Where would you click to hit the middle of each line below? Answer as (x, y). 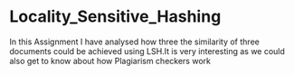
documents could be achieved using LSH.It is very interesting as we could (147, 51)
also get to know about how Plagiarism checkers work (110, 61)
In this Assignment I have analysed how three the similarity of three (134, 42)
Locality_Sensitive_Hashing (115, 17)
